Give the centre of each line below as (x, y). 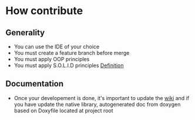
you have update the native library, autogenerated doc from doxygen (97, 104)
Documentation (35, 84)
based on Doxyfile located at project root (63, 111)
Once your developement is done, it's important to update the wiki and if (101, 98)
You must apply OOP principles (52, 59)
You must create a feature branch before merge (72, 53)
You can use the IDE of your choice (57, 46)
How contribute (44, 11)
